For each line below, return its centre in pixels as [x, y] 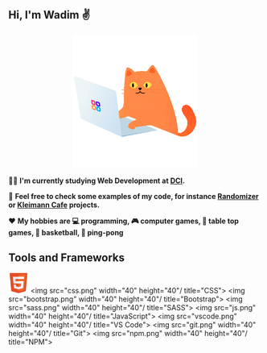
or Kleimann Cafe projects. [54, 205]
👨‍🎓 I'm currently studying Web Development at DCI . [97, 181]
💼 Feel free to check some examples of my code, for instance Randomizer [133, 196]
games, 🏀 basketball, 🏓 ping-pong [66, 232]
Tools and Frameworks [67, 258]
